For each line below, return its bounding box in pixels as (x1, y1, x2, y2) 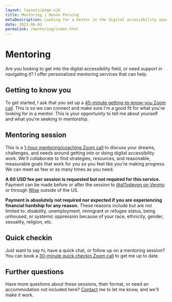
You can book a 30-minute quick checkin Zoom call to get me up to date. (5, 252, 159, 259)
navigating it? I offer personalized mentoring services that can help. (5, 71, 148, 77)
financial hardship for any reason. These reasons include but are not (5, 202, 152, 208)
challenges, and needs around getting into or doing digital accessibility (5, 150, 155, 156)
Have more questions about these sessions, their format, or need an (5, 281, 149, 287)
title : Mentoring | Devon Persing (5, 12, 79, 17)
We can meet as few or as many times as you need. (5, 166, 114, 172)
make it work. (5, 292, 34, 298)
